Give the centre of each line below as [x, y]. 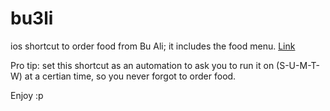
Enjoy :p [27, 95]
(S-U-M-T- [298, 65]
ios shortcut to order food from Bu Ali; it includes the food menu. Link [153, 46]
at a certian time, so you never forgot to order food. [130, 76]
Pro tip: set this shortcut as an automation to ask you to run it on [142, 65]
